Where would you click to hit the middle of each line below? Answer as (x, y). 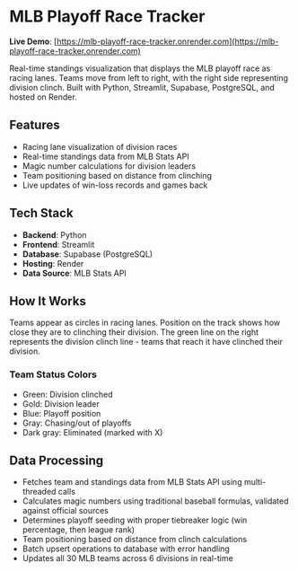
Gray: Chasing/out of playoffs (77, 423)
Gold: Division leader (61, 404)
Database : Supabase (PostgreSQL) (88, 254)
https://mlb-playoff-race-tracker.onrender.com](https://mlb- (168, 41)
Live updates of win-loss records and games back (115, 185)
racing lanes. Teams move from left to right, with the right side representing (149, 77)
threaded (39, 492)
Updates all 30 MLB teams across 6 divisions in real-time (127, 558)
